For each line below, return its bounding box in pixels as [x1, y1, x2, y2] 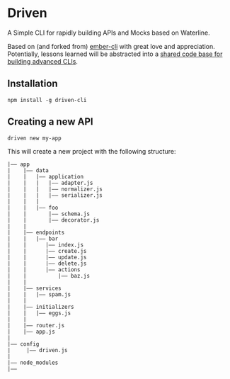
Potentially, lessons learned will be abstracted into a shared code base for [7, 50, 223, 58]
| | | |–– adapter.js [7, 179, 93, 186]
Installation [7, 78, 58, 90]
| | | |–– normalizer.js [7, 186, 103, 193]
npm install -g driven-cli [7, 96, 87, 103]
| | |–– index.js [7, 241, 84, 249]
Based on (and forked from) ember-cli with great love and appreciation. [7, 42, 216, 50]
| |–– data [7, 166, 50, 174]
